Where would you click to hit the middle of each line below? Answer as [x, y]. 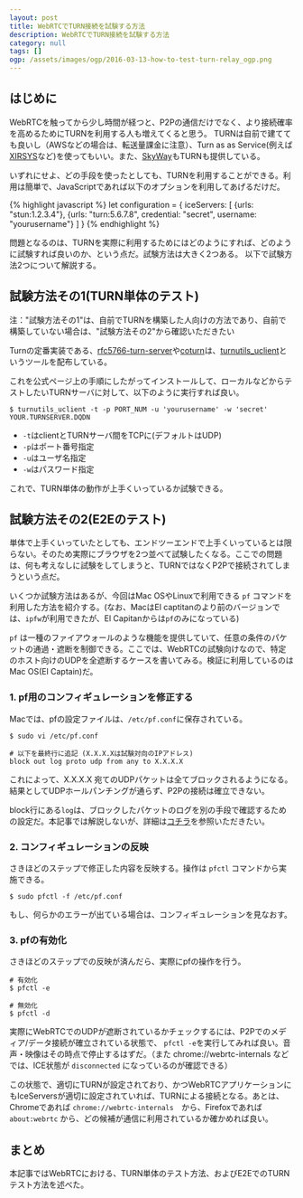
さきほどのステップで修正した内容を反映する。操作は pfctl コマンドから [144, 868]
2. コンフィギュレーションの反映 [79, 846]
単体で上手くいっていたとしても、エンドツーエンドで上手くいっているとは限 [151, 542]
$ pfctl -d [30, 1014]
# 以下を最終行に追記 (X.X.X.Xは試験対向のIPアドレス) [101, 753]
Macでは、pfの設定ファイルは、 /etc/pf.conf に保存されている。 [129, 719]
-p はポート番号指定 [58, 446]
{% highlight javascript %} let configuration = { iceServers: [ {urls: [132, 204]
